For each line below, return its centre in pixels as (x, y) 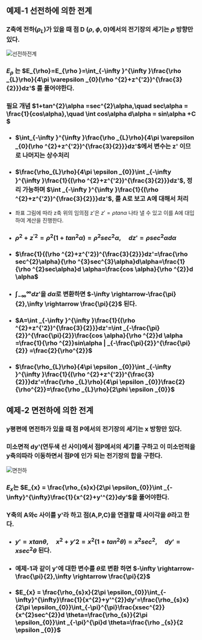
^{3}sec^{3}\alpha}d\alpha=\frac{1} (131, 261)
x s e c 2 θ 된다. (33, 550)
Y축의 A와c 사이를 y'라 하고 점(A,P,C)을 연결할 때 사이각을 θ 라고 (94, 515)
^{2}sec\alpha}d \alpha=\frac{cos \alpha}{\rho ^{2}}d (113, 269)
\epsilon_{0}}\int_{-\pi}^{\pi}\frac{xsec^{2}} (98, 607)
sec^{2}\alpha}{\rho (46, 261)
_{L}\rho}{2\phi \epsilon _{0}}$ (128, 390)
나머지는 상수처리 (46, 155)
